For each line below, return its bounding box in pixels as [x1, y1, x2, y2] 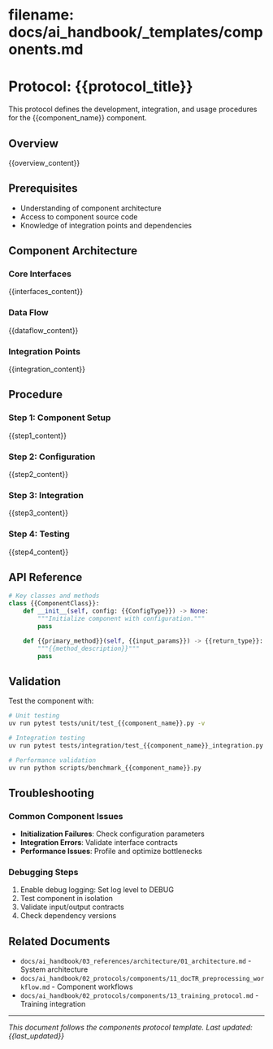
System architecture [19, 964, 89, 974]
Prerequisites [8, 181, 78, 196]
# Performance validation [8, 756, 96, 765]
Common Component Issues [8, 810, 123, 821]
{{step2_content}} [8, 470, 69, 479]
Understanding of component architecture [19, 203, 162, 213]
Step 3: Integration [8, 489, 84, 501]
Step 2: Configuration [8, 451, 96, 462]
